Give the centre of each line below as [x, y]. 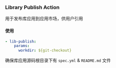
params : [22, 46]
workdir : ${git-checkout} [45, 50]
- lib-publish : [21, 41]
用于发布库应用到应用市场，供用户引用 [44, 19]
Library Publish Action [32, 7]
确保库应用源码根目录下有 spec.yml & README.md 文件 [58, 61]
